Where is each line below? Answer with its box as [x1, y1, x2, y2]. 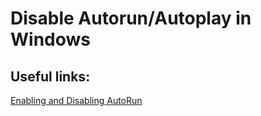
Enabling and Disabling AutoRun [10, 95, 143, 106]
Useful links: [10, 68, 91, 85]
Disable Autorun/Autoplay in [10, 7, 252, 30]
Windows [10, 28, 91, 51]
